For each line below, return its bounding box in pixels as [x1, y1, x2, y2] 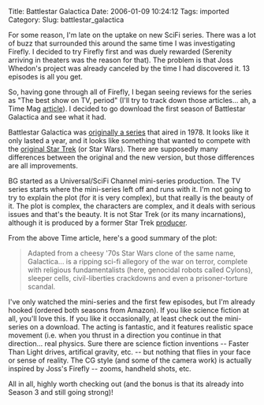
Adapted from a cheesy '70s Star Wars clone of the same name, [27, 249, 236, 258]
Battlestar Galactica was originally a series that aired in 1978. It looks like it [8, 127, 250, 137]
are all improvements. [8, 161, 79, 170]
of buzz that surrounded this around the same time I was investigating [8, 39, 236, 48]
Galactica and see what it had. [8, 112, 106, 121]
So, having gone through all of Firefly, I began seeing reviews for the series [8, 87, 252, 97]
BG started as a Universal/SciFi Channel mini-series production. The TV [8, 176, 241, 186]
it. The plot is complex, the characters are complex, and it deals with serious [8, 201, 256, 211]
